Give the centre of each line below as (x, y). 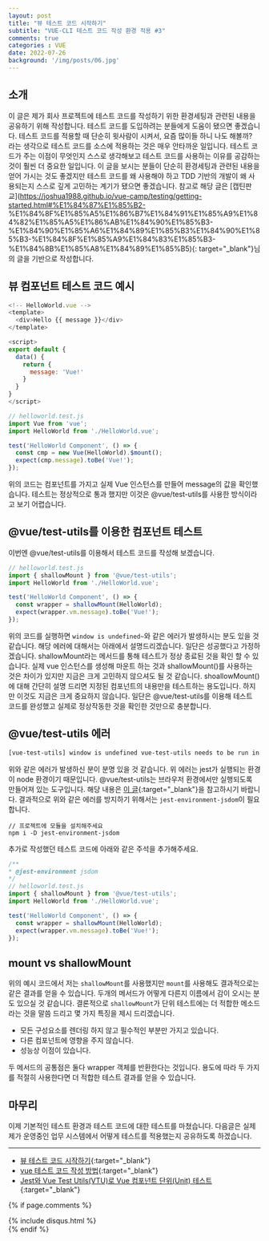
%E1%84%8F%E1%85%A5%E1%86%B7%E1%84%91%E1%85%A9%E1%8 (133, 213)
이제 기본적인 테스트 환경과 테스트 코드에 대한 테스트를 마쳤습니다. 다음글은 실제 (132, 1126)
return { (37, 364)
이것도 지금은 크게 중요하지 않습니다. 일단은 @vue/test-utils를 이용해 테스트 (134, 696)
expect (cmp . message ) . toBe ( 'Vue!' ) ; (75, 461)
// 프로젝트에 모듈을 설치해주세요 (56, 826)
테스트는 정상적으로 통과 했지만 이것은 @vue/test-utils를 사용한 (130, 494)
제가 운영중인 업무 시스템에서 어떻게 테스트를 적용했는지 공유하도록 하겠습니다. (130, 1136)
